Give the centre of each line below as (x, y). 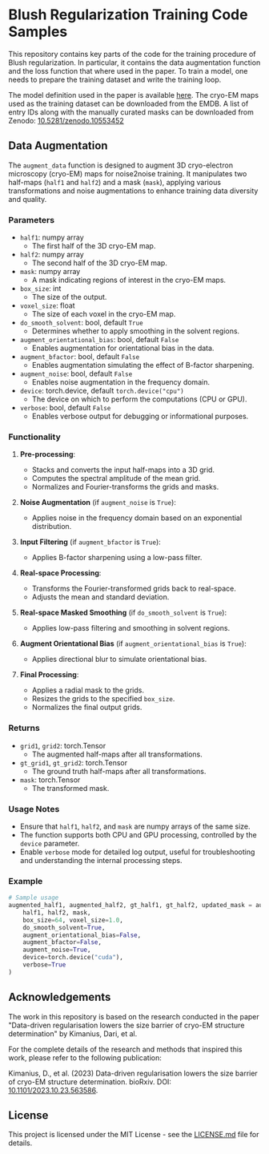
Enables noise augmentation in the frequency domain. (121, 382)
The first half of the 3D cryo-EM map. (94, 246)
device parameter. (50, 843)
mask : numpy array (50, 272)
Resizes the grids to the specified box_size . (103, 699)
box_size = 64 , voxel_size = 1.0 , (73, 920)
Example (26, 881)
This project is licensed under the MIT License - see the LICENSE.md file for (134, 1135)
